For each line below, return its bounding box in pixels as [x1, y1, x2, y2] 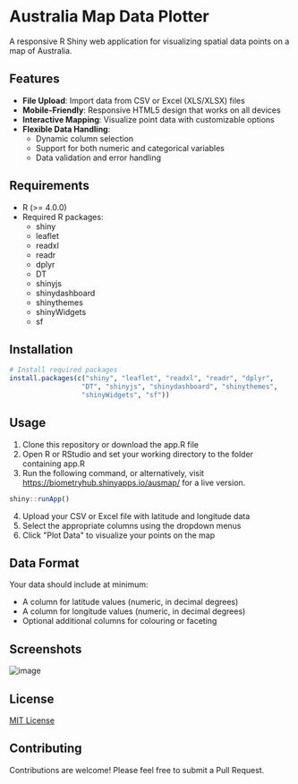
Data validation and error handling [35, 152, 162, 163]
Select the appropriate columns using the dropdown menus [21, 520, 242, 531]
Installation [9, 342, 73, 357]
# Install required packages [9, 365, 118, 375]
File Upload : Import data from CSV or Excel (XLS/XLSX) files [21, 95, 246, 106]
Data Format [9, 555, 80, 570]
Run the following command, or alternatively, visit [21, 467, 204, 478]
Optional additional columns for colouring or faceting [21, 616, 217, 626]
